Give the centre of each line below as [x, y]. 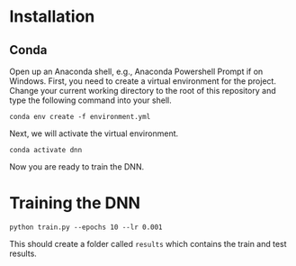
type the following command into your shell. [91, 100]
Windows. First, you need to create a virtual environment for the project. [143, 81]
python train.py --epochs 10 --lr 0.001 [86, 227]
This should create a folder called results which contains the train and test [148, 243]
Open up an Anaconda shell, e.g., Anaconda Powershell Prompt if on [136, 71]
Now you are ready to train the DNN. [77, 167]
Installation [52, 17]
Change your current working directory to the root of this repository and [143, 91]
